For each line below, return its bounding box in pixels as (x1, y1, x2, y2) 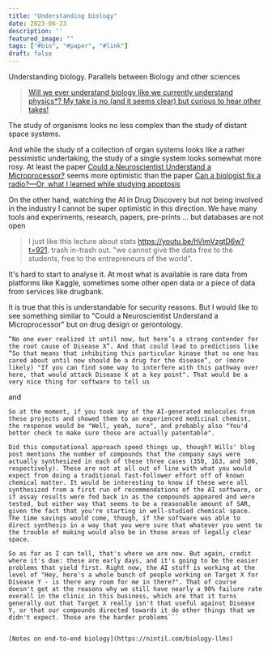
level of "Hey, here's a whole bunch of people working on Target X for (8, 571, 259, 579)
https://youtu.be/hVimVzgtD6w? (137, 237, 245, 246)
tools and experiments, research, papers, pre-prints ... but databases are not (8, 212, 264, 221)
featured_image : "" (8, 34, 74, 43)
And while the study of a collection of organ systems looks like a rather (8, 145, 245, 154)
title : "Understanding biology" (8, 11, 117, 20)
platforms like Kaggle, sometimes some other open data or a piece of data (8, 278, 256, 288)
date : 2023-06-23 (8, 19, 67, 28)
